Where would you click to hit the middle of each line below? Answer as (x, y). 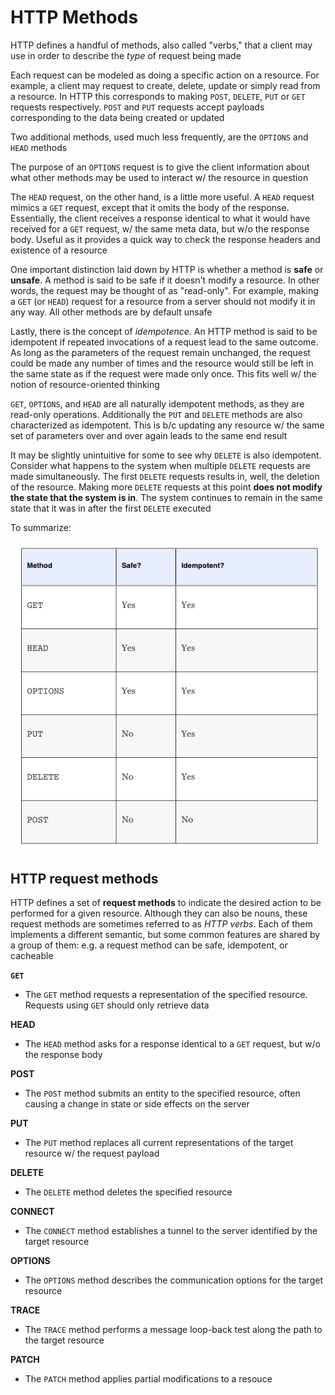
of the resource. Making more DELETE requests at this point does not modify (166, 487)
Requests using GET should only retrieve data (117, 1005)
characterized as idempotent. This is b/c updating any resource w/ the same (167, 425)
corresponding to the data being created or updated (117, 117)
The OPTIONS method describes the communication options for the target (173, 1280)
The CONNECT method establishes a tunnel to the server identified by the (171, 1230)
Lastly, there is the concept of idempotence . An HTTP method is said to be (164, 331)
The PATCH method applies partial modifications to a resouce (148, 1378)
